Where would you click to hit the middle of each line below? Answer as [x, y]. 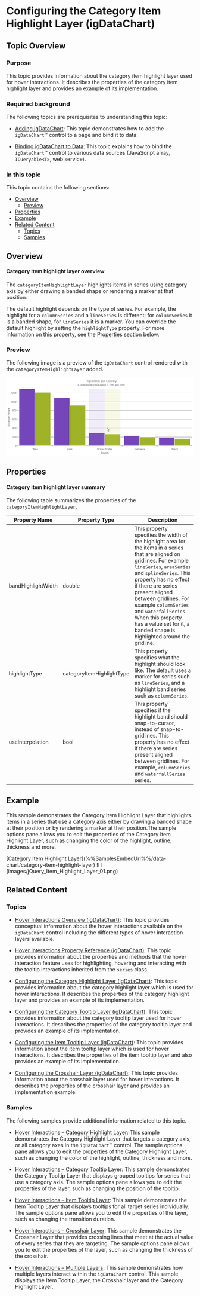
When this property [158, 618]
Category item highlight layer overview [55, 271]
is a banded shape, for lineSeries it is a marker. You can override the [91, 322]
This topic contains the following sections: [58, 188]
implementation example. [46, 1092]
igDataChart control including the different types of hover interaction [99, 933]
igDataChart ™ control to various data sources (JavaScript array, [93, 153]
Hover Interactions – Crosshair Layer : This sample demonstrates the [98, 1230]
